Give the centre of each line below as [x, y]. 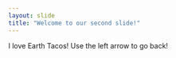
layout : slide [32, 15]
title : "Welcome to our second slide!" [74, 23]
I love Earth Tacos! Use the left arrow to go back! [88, 45]
